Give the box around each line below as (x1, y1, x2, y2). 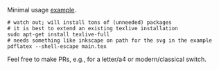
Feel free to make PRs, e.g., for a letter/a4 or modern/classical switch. (7, 55, 207, 63)
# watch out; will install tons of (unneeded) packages (7, 19, 172, 26)
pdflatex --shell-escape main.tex (7, 43, 107, 50)
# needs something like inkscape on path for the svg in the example (7, 37, 213, 44)
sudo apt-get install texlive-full (7, 31, 110, 38)
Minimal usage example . (7, 6, 77, 14)
